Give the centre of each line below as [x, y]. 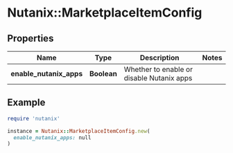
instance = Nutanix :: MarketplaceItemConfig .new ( [79, 131]
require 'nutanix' [34, 118]
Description [159, 58]
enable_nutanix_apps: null [52, 137]
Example [26, 103]
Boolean [103, 74]
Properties [31, 38]
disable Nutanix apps [158, 78]
